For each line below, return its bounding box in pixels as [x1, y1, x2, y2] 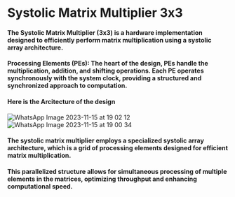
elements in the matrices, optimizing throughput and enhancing [7, 175, 198, 183]
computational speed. [7, 182, 73, 190]
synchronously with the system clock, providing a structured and [7, 74, 202, 82]
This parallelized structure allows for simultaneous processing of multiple [7, 167, 227, 175]
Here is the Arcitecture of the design [7, 97, 116, 105]
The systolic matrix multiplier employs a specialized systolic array [7, 136, 205, 145]
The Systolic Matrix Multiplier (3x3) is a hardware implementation [7, 28, 203, 36]
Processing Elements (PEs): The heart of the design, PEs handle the [7, 59, 208, 68]
